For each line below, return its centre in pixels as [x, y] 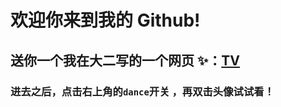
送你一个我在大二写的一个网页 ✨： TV [125, 60]
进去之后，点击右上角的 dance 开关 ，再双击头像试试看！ [142, 91]
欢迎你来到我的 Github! [105, 20]
